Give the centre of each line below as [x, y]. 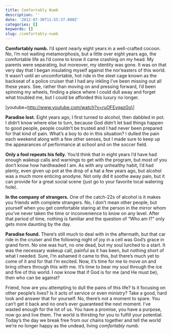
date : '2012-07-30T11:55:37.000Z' [42, 19]
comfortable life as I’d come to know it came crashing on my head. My [80, 59]
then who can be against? [33, 278]
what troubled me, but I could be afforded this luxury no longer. [72, 97]
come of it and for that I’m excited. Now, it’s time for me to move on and [81, 261]
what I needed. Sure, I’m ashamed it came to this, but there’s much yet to [82, 256]
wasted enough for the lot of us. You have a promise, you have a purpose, [83, 309]
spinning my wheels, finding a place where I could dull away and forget [80, 92]
